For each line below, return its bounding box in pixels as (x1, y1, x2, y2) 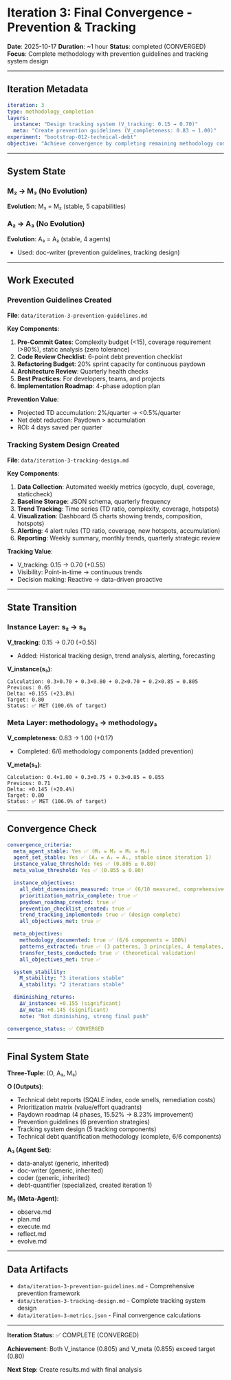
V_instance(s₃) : (7, 664, 53, 673)
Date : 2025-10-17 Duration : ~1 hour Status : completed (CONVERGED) (7, 42, 206, 50)
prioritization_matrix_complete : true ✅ (19, 892, 138, 899)
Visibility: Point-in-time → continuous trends (16, 567, 142, 576)
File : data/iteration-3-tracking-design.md (7, 456, 129, 464)
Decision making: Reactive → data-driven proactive (16, 575, 163, 583)
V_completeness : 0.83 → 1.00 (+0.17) (7, 733, 113, 742)
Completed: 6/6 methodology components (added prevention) (16, 747, 194, 755)
